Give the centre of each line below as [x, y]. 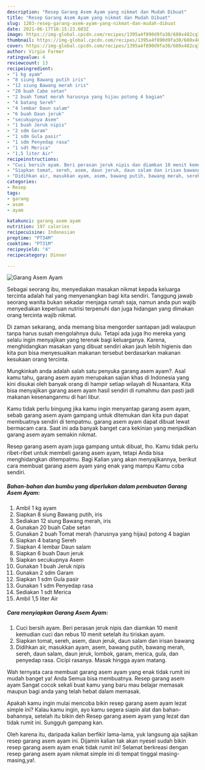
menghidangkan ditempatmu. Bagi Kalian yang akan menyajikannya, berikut [102, 460]
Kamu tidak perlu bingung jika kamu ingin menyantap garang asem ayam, [99, 409]
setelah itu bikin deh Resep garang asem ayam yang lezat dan [112, 716]
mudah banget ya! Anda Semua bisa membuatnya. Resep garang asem [96, 679]
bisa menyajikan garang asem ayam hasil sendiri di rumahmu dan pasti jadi [101, 391]
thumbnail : [21, 40]
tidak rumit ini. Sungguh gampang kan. [55, 723]
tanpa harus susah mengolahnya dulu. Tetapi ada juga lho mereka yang [96, 334]
